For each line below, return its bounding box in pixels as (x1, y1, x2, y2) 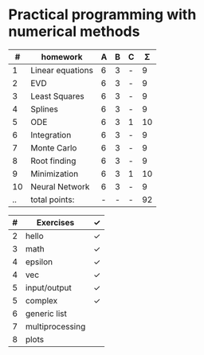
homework (41, 51, 83, 62)
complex (25, 295, 58, 306)
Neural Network (30, 181, 90, 192)
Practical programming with (8, 6, 197, 24)
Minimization (30, 168, 79, 179)
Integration (30, 129, 72, 140)
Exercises (36, 217, 75, 228)
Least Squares (30, 90, 85, 101)
